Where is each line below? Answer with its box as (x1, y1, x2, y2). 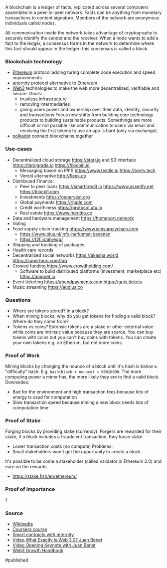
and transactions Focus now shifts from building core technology (19, 112, 154, 118)
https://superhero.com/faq (12, 257, 67, 263)
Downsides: (5, 379, 29, 385)
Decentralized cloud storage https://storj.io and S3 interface (12, 157, 136, 163)
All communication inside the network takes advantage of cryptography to (5, 30, 158, 35)
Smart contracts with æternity (12, 532, 74, 538)
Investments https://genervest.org (19, 194, 90, 200)
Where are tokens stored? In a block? (12, 308, 89, 314)
